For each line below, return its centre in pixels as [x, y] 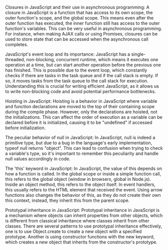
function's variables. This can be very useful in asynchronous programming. [84, 29]
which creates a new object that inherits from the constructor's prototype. [81, 242]
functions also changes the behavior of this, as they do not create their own [83, 195]
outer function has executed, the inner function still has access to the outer [82, 23]
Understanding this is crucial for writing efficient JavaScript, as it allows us [82, 86]
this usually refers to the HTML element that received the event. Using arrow [84, 190]
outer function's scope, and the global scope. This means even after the [79, 18]
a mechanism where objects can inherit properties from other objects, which [84, 215]
